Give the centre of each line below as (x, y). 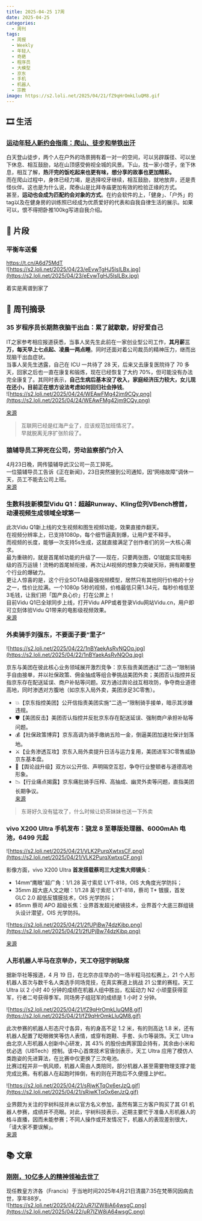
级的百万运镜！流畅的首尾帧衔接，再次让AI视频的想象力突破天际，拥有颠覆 (98, 565)
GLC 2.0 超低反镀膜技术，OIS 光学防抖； (65, 898)
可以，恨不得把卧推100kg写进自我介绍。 (56, 210)
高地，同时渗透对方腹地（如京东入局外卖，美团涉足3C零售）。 (82, 690)
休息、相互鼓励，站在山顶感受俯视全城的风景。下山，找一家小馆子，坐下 (101, 165)
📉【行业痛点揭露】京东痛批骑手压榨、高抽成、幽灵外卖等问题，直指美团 (104, 781)
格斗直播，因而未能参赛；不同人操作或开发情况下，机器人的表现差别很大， (98, 1120)
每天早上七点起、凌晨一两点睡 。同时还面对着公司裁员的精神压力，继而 (103, 349)
